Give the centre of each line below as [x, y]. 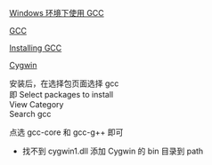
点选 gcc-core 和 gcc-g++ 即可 [66, 132]
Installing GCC [36, 48]
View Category [37, 104]
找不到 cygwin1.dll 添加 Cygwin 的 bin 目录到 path [113, 151]
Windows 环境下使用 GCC [57, 13]
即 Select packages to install [61, 94]
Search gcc [30, 114]
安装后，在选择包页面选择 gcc [64, 83]
